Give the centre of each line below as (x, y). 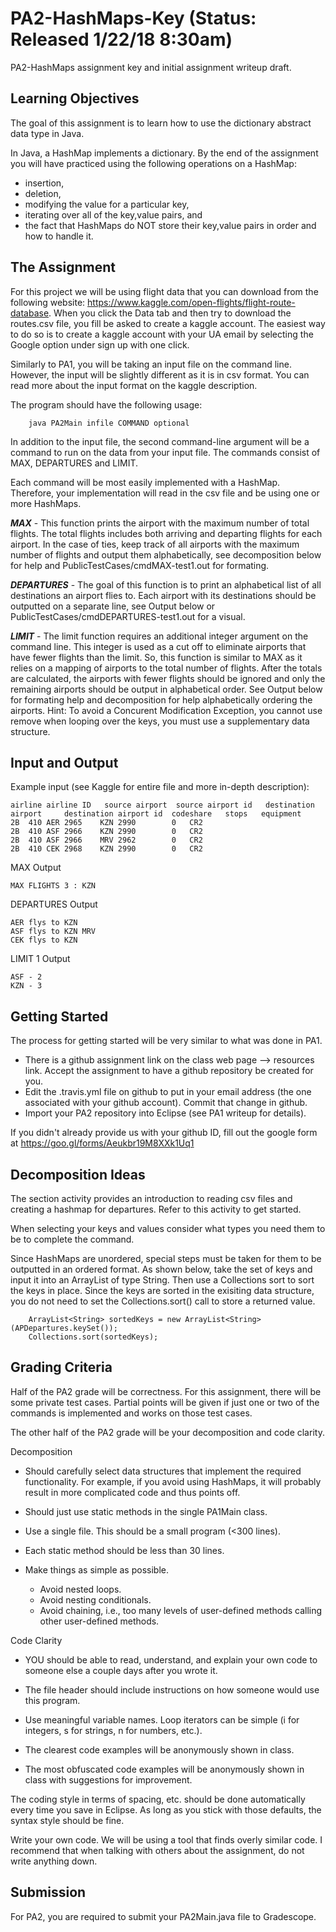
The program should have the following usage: (106, 404)
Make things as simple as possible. (96, 1569)
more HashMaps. (46, 503)
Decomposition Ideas (78, 1174)
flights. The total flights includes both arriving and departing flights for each (166, 533)
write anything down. (54, 1861)
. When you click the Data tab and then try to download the (170, 313)
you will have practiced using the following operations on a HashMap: (153, 163)
